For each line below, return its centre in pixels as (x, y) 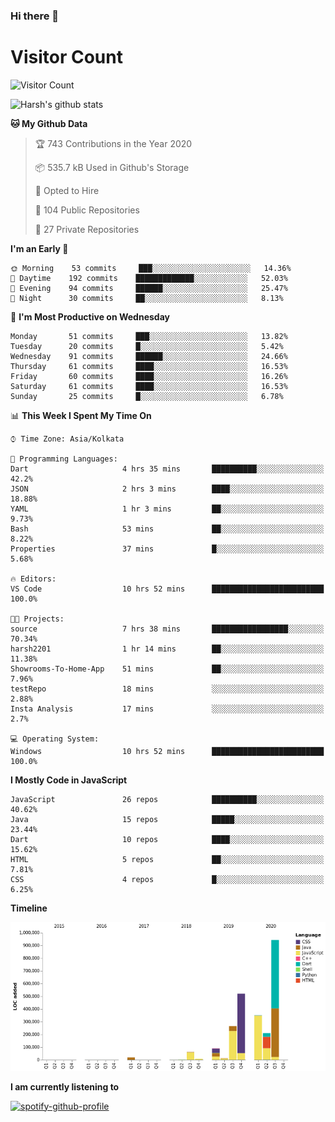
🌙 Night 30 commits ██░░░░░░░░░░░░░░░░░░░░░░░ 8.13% (147, 298)
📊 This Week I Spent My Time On (81, 415)
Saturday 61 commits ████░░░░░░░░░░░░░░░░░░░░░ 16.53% (149, 386)
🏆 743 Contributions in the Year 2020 (113, 143)
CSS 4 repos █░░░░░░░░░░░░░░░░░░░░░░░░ (167, 879)
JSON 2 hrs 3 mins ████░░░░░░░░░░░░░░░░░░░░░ (167, 489)
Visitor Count (66, 57)
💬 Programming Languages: (64, 459)
